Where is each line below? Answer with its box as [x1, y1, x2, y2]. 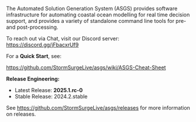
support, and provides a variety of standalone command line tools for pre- [6, 18, 187, 24]
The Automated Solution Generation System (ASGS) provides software [6, 5, 178, 12]
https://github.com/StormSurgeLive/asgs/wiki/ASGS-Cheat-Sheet [6, 64, 166, 71]
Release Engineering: [6, 76, 60, 82]
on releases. [6, 111, 37, 117]
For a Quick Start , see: [6, 53, 62, 59]
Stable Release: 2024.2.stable [14, 93, 88, 100]
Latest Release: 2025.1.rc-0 [14, 87, 83, 93]
